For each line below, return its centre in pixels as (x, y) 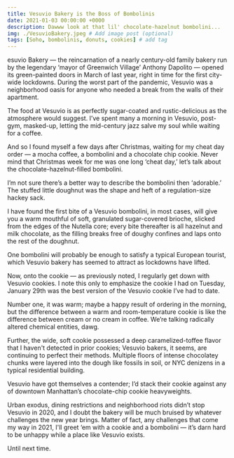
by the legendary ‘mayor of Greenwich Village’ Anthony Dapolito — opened (116, 67)
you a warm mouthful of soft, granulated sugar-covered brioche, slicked (111, 219)
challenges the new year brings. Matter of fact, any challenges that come (113, 420)
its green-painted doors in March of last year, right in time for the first (108, 75)
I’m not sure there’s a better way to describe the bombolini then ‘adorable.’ (115, 183)
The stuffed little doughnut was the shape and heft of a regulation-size (109, 190)
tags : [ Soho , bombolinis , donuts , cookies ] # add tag (88, 40)
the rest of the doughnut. (43, 241)
